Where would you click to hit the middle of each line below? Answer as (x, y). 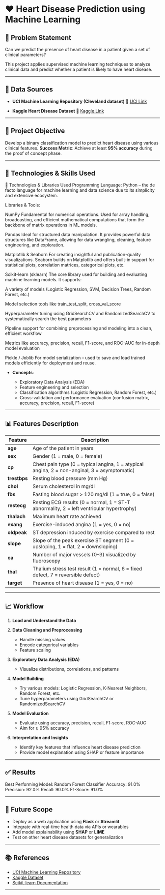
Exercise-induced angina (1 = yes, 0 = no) (82, 525)
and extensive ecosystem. (31, 196)
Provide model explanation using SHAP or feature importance (82, 752)
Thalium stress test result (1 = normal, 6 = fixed (87, 569)
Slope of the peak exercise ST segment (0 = (83, 540)
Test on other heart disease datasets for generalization (68, 837)
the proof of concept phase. (34, 153)
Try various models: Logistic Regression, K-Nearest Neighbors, (83, 688)
